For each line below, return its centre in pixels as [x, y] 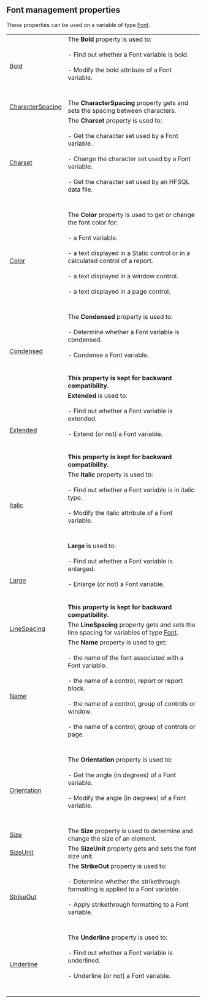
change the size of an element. [112, 838]
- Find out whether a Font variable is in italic [131, 490]
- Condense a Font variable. [108, 355]
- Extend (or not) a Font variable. [115, 433]
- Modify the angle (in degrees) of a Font [127, 798]
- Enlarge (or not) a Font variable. [116, 584]
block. [77, 688]
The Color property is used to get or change [131, 215]
